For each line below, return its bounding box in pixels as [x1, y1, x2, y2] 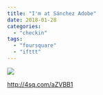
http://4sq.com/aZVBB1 [7, 80, 73, 88]
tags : [7, 36, 23, 43]
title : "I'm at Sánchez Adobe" [7, 10, 97, 17]
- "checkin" [13, 29, 48, 36]
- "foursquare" [13, 42, 57, 49]
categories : [7, 23, 41, 30]
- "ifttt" [13, 49, 41, 56]
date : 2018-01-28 [7, 17, 57, 23]
